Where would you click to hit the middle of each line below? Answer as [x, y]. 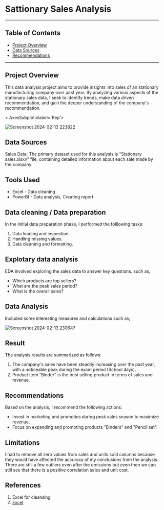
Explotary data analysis [41, 259]
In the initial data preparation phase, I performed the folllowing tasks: [74, 224]
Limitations [22, 443]
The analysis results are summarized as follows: [53, 355]
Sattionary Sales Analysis [58, 9]
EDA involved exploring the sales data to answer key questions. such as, [78, 271]
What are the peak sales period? [45, 286]
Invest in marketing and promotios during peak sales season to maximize [85, 417]
